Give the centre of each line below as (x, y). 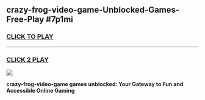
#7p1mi (59, 20)
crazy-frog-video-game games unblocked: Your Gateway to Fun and (95, 84)
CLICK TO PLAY (30, 37)
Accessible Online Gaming (41, 90)
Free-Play (25, 20)
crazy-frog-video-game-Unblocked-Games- (93, 10)
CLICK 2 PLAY (27, 59)
